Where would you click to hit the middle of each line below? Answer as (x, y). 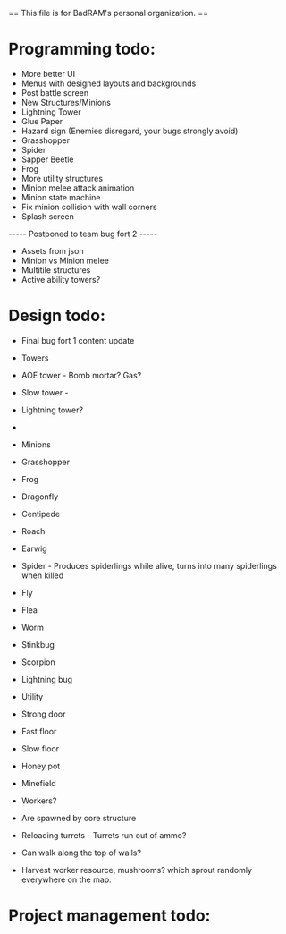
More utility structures (62, 178)
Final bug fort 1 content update (78, 340)
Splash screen (48, 216)
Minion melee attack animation (78, 188)
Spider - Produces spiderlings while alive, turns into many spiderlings (149, 565)
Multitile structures (56, 270)
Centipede (40, 514)
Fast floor (39, 731)
